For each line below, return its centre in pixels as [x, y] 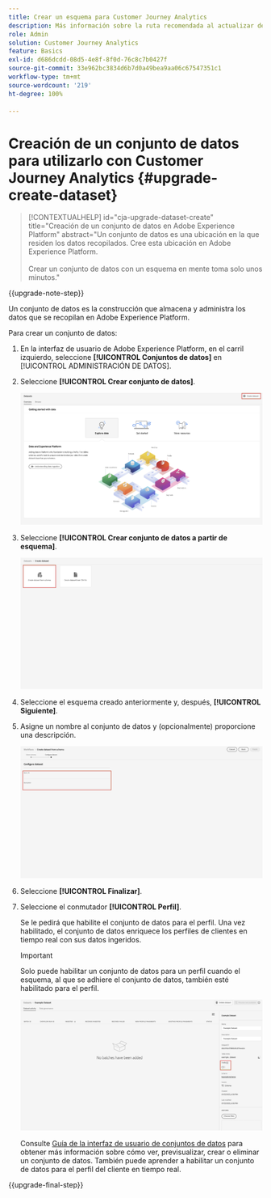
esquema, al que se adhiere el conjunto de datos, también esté [124, 980]
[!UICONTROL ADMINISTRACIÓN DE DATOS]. [96, 366]
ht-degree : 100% [35, 94]
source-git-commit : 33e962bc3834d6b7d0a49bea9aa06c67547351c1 [115, 69]
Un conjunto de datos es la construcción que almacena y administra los [127, 309]
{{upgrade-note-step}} [46, 293]
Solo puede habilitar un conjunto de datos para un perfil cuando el [130, 971]
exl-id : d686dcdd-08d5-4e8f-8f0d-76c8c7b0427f [88, 60]
